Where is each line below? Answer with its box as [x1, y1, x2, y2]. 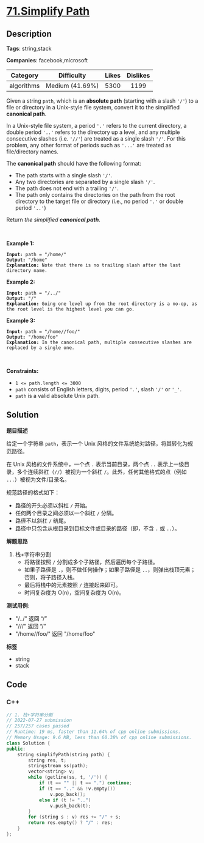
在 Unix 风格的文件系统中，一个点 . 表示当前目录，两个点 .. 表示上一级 [6, 460, 185, 468]
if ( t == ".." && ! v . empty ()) [38, 786, 116, 792]
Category [10, 72, 39, 79]
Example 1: [6, 240, 35, 247]
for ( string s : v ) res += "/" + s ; [28, 814, 121, 820]
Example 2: [6, 278, 35, 285]
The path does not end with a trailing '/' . [15, 185, 119, 192]
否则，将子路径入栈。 [24, 573, 78, 581]
